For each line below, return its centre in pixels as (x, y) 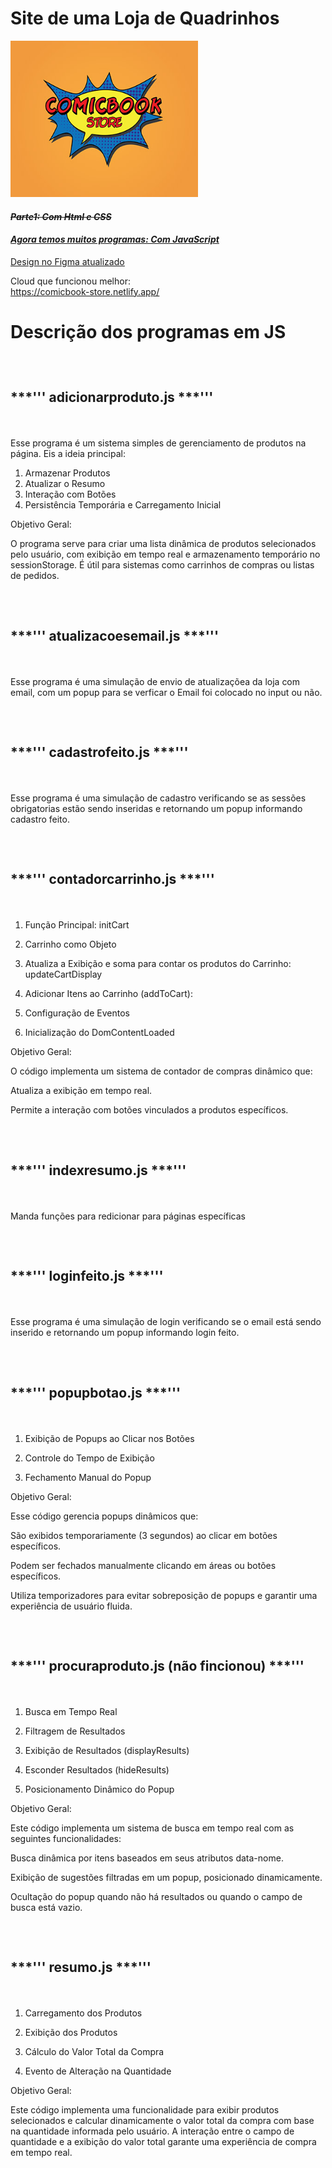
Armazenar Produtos (67, 473)
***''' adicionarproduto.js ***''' (112, 397)
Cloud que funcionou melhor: (70, 281)
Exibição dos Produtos (71, 2033)
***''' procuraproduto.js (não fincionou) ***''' (157, 1666)
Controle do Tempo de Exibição (89, 1458)
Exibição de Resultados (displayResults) (107, 1751)
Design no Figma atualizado (67, 261)
